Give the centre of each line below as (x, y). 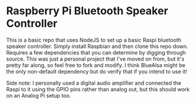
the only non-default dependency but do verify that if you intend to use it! (97, 71)
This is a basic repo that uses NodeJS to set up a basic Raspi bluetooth (94, 40)
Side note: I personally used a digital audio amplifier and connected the (94, 83)
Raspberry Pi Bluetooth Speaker (87, 11)
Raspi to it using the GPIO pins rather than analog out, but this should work (98, 89)
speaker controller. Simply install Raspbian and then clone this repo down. (97, 46)
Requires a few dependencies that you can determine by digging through (96, 52)
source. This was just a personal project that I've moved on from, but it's (95, 59)
